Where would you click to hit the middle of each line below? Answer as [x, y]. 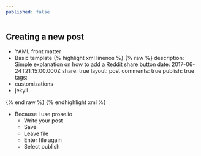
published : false [28, 12]
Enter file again [43, 140]
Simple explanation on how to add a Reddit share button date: [92, 64]
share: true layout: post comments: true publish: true [128, 71]
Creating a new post [45, 37]
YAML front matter [38, 51]
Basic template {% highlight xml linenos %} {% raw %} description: [99, 58]
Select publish [42, 147]
